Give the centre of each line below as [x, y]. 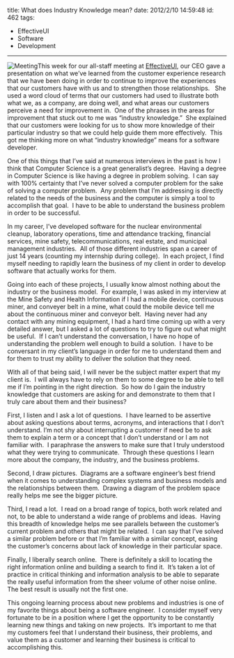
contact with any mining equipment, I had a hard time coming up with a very [116, 321]
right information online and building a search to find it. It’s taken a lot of [111, 567]
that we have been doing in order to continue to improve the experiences [112, 81]
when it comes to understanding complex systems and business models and [117, 480]
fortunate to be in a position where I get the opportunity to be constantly [111, 618]
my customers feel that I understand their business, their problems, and [110, 632]
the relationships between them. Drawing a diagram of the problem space [114, 488]
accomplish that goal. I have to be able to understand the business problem [116, 205]
